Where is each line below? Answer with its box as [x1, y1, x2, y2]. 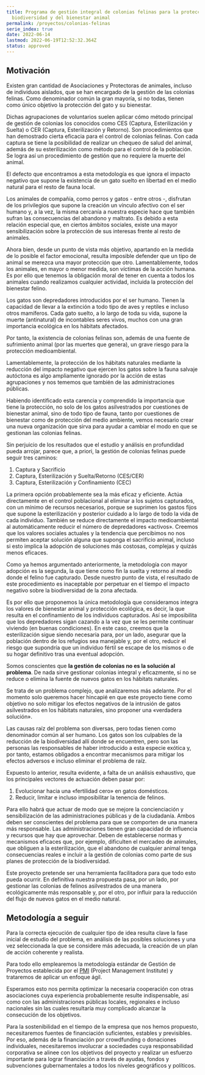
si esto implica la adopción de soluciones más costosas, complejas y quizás [6, 542, 197, 550]
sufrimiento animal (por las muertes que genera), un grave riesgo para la [6, 340, 189, 348]
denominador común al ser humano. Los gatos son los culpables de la [6, 731, 182, 738]
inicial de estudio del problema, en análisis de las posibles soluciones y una [6, 935, 196, 943]
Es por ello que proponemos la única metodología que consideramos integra [6, 599, 198, 606]
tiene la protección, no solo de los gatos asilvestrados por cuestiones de [6, 403, 189, 411]
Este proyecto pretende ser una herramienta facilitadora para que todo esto [6, 869, 196, 876]
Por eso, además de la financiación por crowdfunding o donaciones [6, 1035, 177, 1043]
